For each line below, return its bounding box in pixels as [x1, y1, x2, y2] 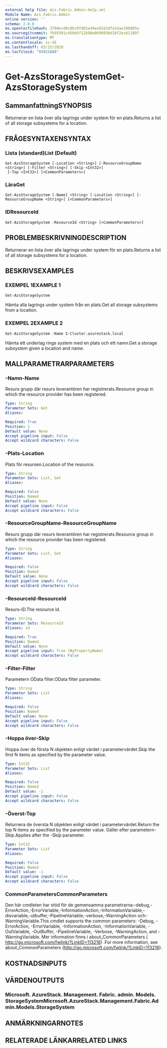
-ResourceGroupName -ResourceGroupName [5, 519, 117, 527]
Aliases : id [5, 625, 30, 630]
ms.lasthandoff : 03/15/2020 [5, 45, 64, 50]
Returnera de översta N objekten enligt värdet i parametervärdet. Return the [5, 822, 160, 828]
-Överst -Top [5, 810, 36, 817]
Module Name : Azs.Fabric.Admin [5, 12, 70, 17]
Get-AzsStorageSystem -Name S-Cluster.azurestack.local [5, 331, 124, 336]
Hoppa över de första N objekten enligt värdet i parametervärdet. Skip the [5, 746, 156, 752]
